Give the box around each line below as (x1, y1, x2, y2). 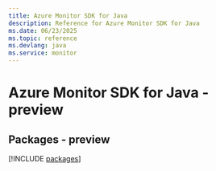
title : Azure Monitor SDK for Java (8, 11, 128, 20)
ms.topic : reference (8, 34, 78, 43)
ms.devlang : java (8, 42, 67, 50)
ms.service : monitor (8, 49, 78, 57)
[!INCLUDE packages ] (8, 154, 81, 163)
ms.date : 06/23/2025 (8, 26, 78, 35)
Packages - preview (8, 132, 110, 146)
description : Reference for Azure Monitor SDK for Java (8, 19, 200, 27)
